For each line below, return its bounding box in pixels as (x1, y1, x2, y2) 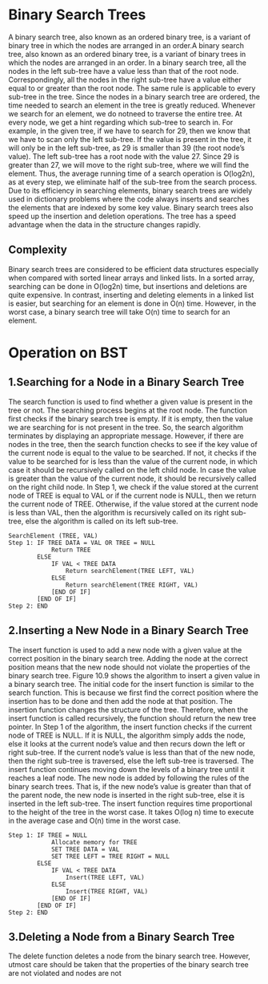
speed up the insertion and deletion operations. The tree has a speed (8, 211, 236, 221)
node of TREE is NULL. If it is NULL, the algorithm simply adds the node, (8, 730, 246, 740)
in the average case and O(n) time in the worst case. (8, 815, 182, 825)
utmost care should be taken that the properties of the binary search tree (8, 960, 250, 970)
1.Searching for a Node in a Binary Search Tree (8, 376, 245, 389)
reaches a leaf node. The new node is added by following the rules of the (8, 773, 250, 783)
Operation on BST (8, 344, 128, 362)
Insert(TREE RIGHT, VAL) (65, 887, 149, 896)
